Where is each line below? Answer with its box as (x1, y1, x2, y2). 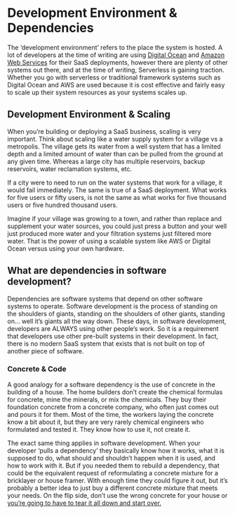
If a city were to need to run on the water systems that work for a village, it (7, 178, 222, 187)
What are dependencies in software (7, 265, 167, 277)
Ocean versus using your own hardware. (7, 244, 125, 253)
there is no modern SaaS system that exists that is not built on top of (7, 339, 205, 348)
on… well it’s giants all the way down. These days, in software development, (7, 317, 227, 325)
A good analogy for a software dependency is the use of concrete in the (7, 380, 215, 389)
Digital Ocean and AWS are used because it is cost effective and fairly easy (7, 80, 225, 89)
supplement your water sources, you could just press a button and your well (7, 222, 227, 230)
